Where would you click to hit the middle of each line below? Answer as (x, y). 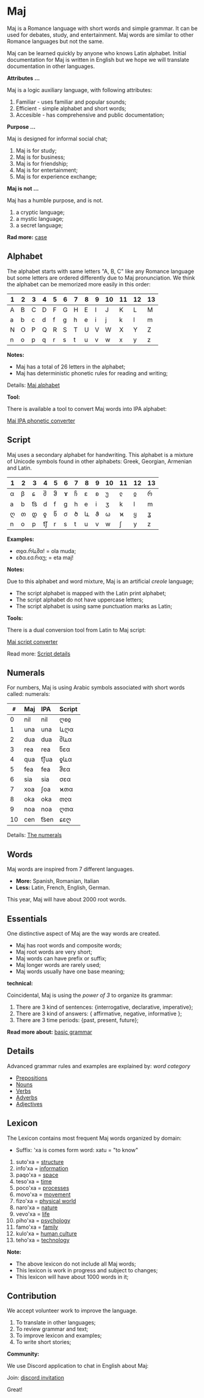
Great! (15, 1389)
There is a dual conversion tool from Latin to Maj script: (76, 630)
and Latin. (20, 468)
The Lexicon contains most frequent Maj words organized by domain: (94, 1138)
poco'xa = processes (42, 1188)
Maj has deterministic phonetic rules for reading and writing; (92, 373)
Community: (23, 1354)
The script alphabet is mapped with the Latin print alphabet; (91, 593)
